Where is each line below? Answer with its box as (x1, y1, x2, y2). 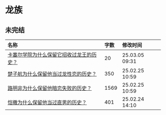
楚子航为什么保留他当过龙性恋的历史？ (7, 70, 97, 77)
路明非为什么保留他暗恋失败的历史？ (7, 85, 92, 92)
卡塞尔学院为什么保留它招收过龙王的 (7, 52, 92, 58)
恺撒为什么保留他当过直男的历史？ (7, 99, 87, 106)
